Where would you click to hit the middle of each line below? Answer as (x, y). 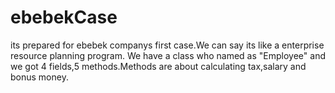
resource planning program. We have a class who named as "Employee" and (168, 55)
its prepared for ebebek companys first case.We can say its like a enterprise (167, 45)
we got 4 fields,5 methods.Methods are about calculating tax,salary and (158, 66)
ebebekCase (64, 17)
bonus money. (39, 77)
